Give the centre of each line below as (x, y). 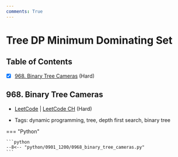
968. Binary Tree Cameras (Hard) (55, 76)
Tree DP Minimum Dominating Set (89, 40)
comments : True (25, 11)
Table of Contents (39, 62)
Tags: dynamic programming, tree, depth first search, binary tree (93, 120)
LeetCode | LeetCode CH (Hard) (53, 109)
